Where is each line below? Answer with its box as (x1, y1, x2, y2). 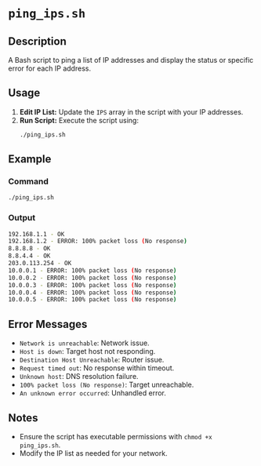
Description (8, 35, 67, 48)
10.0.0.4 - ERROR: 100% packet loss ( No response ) (8, 289, 177, 297)
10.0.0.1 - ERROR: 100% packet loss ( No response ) (8, 266, 177, 275)
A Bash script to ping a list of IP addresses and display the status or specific (8, 56, 254, 64)
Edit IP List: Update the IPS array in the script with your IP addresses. (19, 107, 244, 116)
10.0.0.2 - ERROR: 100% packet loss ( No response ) (8, 274, 177, 282)
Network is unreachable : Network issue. (19, 338, 150, 348)
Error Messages (8, 317, 88, 331)
